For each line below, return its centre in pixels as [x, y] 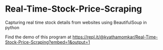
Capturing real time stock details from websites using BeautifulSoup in [76, 22]
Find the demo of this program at [38, 37]
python [12, 27]
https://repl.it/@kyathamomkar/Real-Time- [115, 37]
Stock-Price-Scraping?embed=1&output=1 [48, 42]
